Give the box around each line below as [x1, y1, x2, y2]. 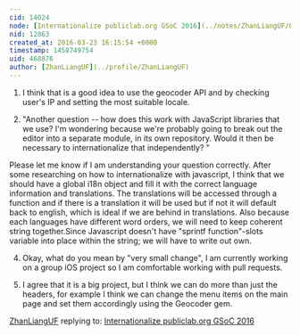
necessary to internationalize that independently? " [21, 142, 211, 152]
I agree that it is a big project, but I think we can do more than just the [21, 279, 279, 290]
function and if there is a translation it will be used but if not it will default [9, 197, 277, 208]
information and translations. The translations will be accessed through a [9, 188, 278, 199]
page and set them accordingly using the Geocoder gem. [21, 298, 233, 308]
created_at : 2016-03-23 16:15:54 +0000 [9, 37, 158, 47]
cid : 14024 [9, 12, 50, 22]
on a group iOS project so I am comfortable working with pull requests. [21, 262, 283, 273]
